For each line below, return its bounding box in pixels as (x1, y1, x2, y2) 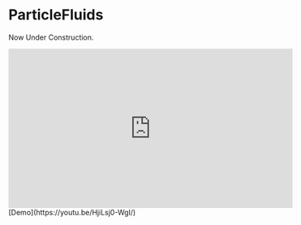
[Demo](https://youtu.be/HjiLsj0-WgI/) (8, 207, 136, 217)
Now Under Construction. (8, 32, 94, 42)
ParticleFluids (8, 6, 104, 24)
